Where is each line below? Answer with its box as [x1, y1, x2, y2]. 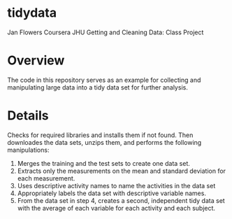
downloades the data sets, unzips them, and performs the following [7, 138, 202, 146]
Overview [7, 52, 65, 69]
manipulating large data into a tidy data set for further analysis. [7, 83, 189, 92]
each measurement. [17, 174, 75, 183]
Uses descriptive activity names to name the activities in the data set [17, 181, 216, 190]
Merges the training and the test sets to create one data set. [17, 159, 190, 167]
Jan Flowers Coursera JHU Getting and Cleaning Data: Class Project [7, 28, 204, 36]
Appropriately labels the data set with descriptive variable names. [17, 189, 206, 197]
